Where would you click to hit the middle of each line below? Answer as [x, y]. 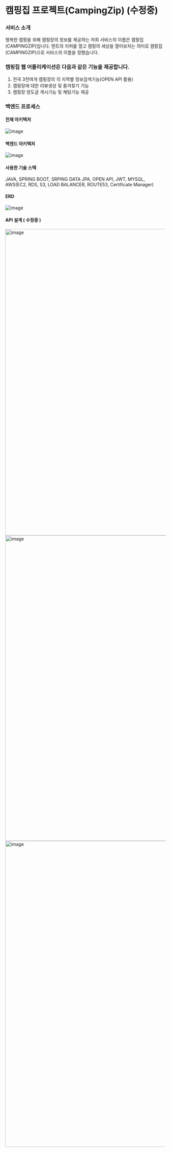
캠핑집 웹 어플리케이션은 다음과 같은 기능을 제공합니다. [67, 67]
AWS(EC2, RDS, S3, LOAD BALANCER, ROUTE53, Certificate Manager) [80, 185]
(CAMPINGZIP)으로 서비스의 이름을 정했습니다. [52, 53]
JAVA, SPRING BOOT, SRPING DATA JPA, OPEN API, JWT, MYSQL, [75, 179]
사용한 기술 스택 [21, 167]
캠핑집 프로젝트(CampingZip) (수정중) [82, 10]
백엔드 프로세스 [23, 106]
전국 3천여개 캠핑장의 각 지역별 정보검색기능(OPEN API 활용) [73, 79]
